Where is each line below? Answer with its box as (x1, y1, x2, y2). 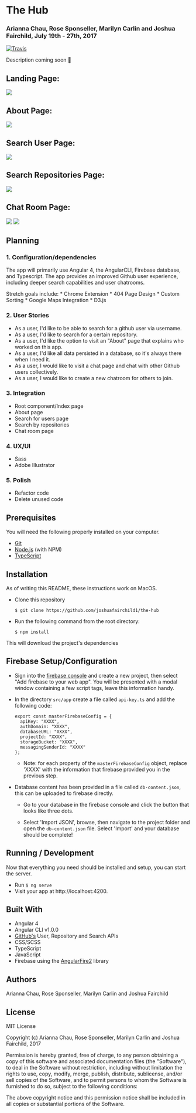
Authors (6, 975, 37, 985)
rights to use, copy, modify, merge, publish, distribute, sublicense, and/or (6, 1070, 183, 1077)
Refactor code (14, 489, 49, 496)
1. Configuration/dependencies (6, 253, 97, 261)
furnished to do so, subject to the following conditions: (6, 1083, 137, 1090)
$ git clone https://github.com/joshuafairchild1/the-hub (14, 608, 159, 614)
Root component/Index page (14, 402, 84, 410)
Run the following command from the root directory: (14, 618, 140, 625)
